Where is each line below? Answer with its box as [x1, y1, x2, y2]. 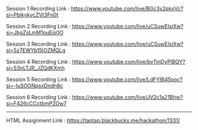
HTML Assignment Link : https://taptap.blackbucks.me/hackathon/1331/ [6, 117, 180, 123]
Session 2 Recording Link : [6, 23, 71, 30]
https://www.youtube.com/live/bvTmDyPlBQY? [72, 58, 186, 65]
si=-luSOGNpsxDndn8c [6, 82, 64, 89]
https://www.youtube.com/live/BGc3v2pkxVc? [70, 5, 184, 12]
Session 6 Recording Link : [6, 94, 71, 100]
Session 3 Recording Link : [6, 41, 71, 47]
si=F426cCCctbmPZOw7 [6, 100, 67, 107]
